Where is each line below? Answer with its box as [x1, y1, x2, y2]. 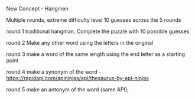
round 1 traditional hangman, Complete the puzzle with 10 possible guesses [6, 28, 190, 35]
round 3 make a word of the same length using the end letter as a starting [6, 51, 185, 58]
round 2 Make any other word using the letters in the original [6, 39, 154, 46]
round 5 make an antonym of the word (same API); [6, 86, 129, 93]
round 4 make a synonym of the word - [6, 68, 102, 75]
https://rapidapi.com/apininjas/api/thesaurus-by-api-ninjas [6, 75, 149, 81]
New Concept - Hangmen [6, 5, 69, 12]
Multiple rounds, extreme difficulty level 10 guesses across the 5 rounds [6, 16, 181, 23]
